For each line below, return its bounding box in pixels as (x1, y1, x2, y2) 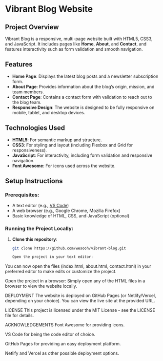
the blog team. (12, 99, 41, 105)
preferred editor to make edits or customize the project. (5, 269, 117, 275)
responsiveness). (12, 147, 47, 153)
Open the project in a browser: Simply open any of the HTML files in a (5, 278, 145, 284)
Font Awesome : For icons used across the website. (12, 163, 116, 169)
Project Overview (5, 23, 59, 31)
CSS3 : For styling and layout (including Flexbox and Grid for (12, 142, 133, 148)
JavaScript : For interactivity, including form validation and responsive (12, 152, 153, 158)
